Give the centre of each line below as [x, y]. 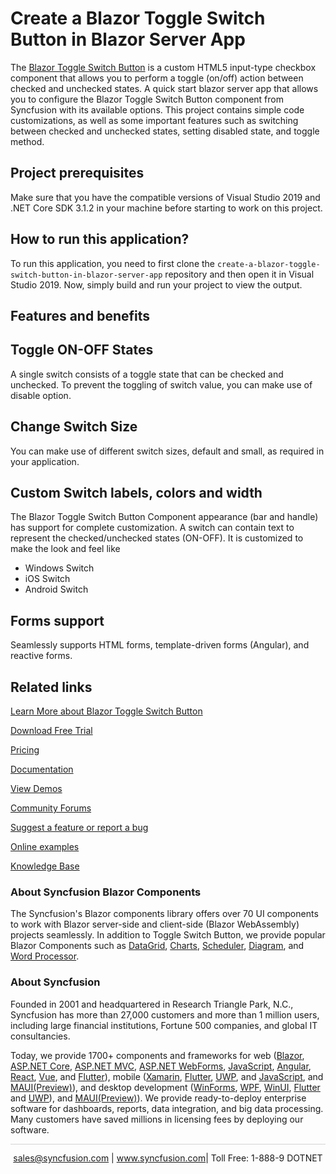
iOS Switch [47, 579]
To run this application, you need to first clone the [113, 263]
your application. [45, 461]
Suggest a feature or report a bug [79, 828]
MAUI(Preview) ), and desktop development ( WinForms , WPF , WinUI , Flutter [165, 1087]
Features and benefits [80, 315]
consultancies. [40, 1036]
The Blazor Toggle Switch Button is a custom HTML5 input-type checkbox [163, 67]
